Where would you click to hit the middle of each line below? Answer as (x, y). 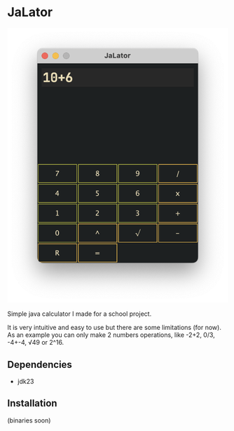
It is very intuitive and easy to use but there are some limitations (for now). (115, 328)
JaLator (30, 12)
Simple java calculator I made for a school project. (80, 314)
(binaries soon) (29, 420)
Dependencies (40, 365)
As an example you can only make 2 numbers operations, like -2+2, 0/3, (111, 335)
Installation (32, 403)
